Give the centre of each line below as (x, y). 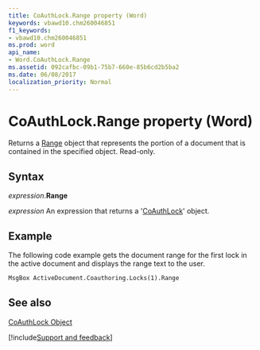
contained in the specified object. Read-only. (82, 152)
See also (30, 303)
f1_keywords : (30, 30)
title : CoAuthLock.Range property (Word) (78, 15)
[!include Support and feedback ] (60, 337)
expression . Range (38, 196)
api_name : (25, 52)
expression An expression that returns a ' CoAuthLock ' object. (109, 211)
